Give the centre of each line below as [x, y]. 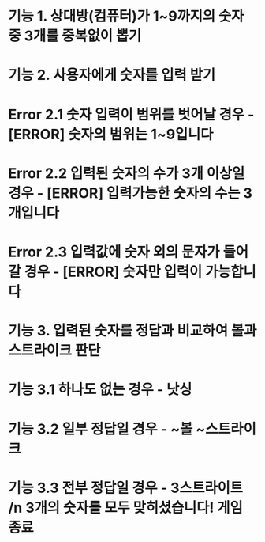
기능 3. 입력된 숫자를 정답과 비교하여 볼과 [132, 331]
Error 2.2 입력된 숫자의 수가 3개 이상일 [127, 173]
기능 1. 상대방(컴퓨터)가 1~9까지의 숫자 [126, 16]
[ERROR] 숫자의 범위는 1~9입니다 [111, 134]
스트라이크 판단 [54, 351]
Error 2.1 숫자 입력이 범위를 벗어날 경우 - [131, 114]
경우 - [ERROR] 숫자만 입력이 [113, 272]
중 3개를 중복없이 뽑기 [75, 36]
